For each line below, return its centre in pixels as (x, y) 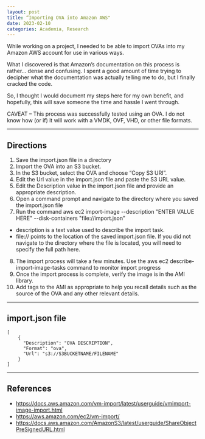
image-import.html (39, 410)
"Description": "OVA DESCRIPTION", (68, 343)
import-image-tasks (41, 268)
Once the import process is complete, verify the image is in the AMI (100, 274)
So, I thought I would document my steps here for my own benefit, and (96, 96)
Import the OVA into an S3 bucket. (58, 167)
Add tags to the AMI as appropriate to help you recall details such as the (106, 287)
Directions (27, 145)
